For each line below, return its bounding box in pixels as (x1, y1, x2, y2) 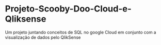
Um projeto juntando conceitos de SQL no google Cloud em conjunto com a (5, 29, 157, 35)
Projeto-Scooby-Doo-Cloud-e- (5, 3, 132, 14)
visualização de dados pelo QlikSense (5, 34, 81, 40)
